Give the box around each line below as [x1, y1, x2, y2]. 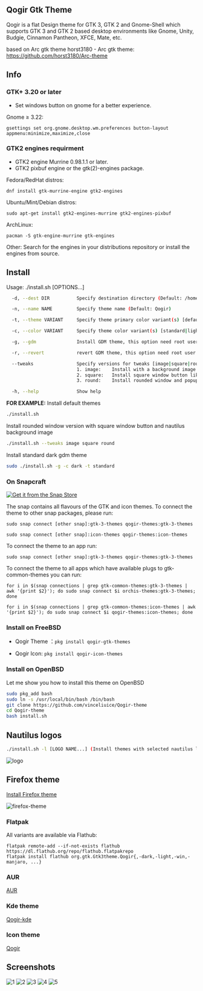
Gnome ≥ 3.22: [6, 113, 44, 121]
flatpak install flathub [6, 853, 69, 859]
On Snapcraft [6, 477, 47, 485]
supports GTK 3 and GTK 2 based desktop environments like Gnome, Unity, [6, 27, 195, 35]
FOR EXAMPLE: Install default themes [6, 399, 101, 407]
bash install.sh [6, 713, 47, 719]
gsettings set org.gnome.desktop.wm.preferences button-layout [6, 125, 169, 131]
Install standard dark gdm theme [6, 451, 88, 458]
